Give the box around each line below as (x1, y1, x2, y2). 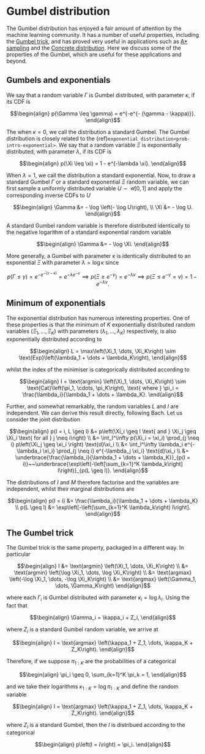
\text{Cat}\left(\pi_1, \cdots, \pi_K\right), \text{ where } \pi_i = (26, 384, 179, 391)
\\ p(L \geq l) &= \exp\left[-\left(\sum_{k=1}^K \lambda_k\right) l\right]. (15, 503, 191, 511)
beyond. (6, 57, 28, 64)
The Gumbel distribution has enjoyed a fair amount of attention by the (6, 25, 182, 32)
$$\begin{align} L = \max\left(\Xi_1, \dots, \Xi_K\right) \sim (29, 347, 176, 354)
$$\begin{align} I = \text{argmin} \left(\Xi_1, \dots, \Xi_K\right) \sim (19, 378, 187, 385)
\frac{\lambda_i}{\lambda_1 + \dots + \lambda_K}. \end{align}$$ (22, 391, 184, 398)
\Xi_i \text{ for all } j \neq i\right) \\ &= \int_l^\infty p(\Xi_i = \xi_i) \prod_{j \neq (6, 434, 199, 441)
